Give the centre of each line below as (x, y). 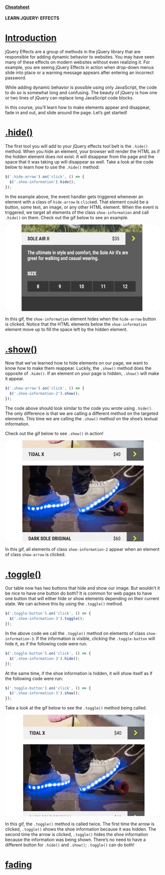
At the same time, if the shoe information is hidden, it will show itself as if (79, 673)
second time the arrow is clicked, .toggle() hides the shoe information (77, 834)
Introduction (31, 38)
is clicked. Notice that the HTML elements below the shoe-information (76, 324)
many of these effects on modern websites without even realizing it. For (78, 62)
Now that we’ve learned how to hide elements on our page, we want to (77, 363)
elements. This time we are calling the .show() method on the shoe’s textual (82, 419)
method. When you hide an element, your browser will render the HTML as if (82, 151)
